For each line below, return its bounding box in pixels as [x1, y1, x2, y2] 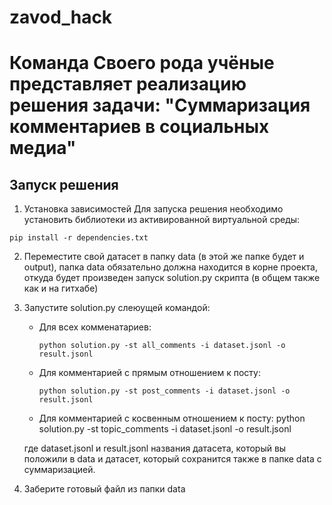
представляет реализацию [9, 73, 247, 96]
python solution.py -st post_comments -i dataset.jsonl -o [38, 386, 291, 396]
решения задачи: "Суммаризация [9, 94, 311, 117]
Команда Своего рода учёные [9, 52, 275, 75]
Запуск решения [9, 176, 119, 193]
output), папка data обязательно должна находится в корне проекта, [23, 261, 318, 273]
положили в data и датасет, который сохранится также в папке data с [23, 453, 322, 465]
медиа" [9, 137, 77, 160]
